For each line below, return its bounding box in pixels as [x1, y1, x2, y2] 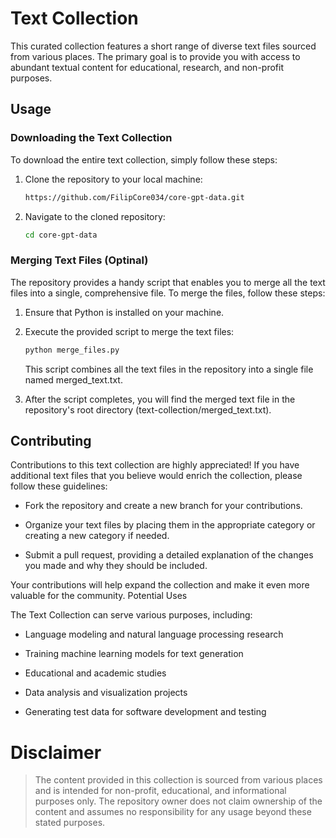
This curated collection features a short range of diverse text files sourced [10, 40, 317, 52]
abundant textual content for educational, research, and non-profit [10, 61, 284, 73]
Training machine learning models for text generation [24, 648, 244, 660]
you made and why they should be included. [24, 560, 208, 572]
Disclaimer [10, 741, 102, 764]
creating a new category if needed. [24, 530, 170, 542]
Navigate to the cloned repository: [24, 210, 166, 222]
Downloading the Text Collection [10, 131, 173, 145]
